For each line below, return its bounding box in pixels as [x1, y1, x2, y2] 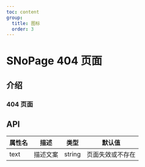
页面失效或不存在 [87, 150, 136, 158]
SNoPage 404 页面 [6, 54, 102, 68]
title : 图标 [12, 20, 41, 26]
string [64, 150, 81, 158]
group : [6, 15, 23, 21]
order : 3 [12, 26, 34, 32]
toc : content [6, 9, 40, 15]
